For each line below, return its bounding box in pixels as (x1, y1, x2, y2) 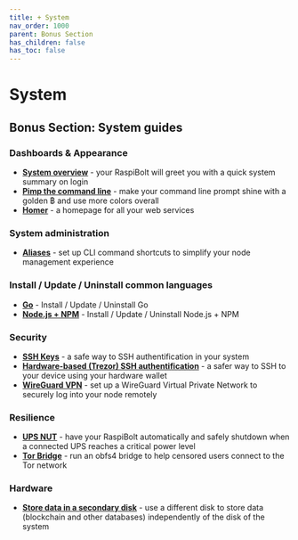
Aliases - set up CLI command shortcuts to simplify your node (21, 247, 251, 258)
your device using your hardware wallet (21, 370, 167, 380)
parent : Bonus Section (9, 29, 93, 38)
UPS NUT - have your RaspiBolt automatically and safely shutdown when (21, 431, 290, 442)
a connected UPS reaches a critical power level (21, 441, 196, 452)
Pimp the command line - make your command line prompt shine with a (21, 186, 286, 196)
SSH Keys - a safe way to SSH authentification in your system (21, 351, 250, 362)
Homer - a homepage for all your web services (21, 205, 195, 215)
